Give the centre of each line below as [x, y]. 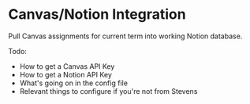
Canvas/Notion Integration [97, 14]
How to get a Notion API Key [66, 74]
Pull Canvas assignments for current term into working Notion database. [125, 36]
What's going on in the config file [74, 83]
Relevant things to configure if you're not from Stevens [108, 91]
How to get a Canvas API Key [67, 66]
